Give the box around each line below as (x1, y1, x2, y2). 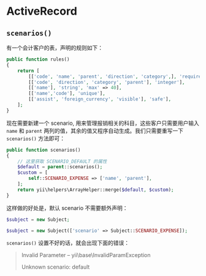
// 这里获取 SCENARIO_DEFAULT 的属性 (17, 158, 107, 165)
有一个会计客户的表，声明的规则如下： (6, 44, 103, 51)
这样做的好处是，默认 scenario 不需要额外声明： (6, 204, 128, 212)
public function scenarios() (6, 147, 81, 153)
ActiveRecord (6, 4, 78, 18)
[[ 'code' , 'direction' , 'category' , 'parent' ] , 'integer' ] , (28, 79, 185, 85)
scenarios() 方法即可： (6, 135, 66, 142)
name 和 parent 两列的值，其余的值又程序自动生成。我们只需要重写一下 (6, 127, 184, 134)
